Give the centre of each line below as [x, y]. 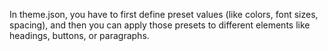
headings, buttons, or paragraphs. [79, 35]
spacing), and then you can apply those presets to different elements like [160, 25]
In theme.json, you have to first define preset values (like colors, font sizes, [164, 14]
